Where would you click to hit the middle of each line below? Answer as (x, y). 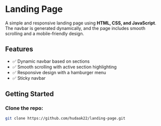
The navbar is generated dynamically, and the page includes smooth (75, 28)
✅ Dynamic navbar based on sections (51, 61)
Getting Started (30, 94)
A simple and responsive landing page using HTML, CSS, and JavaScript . (81, 23)
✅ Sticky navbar (29, 78)
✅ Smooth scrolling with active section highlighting (64, 67)
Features (19, 49)
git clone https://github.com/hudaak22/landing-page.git (65, 119)
